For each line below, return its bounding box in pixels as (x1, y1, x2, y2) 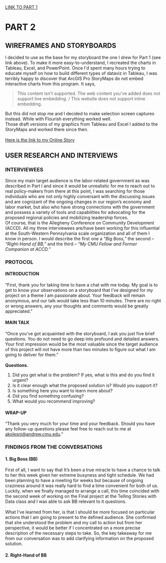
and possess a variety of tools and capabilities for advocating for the (5, 209, 146, 215)
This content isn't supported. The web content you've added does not (17, 90, 161, 96)
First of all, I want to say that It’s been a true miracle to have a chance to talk (5, 467, 161, 473)
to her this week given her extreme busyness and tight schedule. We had (5, 472, 154, 478)
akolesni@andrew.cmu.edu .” (5, 431, 63, 437)
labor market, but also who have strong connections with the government (5, 204, 155, 210)
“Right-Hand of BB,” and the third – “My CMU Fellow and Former (5, 241, 137, 247)
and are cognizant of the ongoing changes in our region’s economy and (5, 199, 151, 205)
